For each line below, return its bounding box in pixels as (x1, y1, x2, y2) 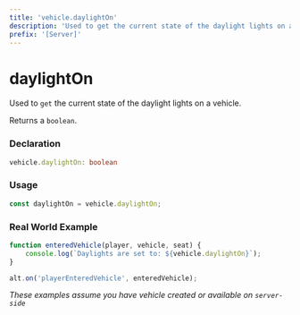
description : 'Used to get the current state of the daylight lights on (9, 21, 286, 30)
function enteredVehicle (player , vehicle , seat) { (9, 241, 202, 250)
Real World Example (9, 220, 98, 233)
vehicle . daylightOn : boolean (9, 157, 118, 166)
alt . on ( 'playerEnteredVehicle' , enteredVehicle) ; (9, 274, 198, 283)
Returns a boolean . (9, 115, 78, 126)
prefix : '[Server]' (9, 30, 82, 38)
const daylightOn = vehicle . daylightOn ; (9, 199, 162, 209)
